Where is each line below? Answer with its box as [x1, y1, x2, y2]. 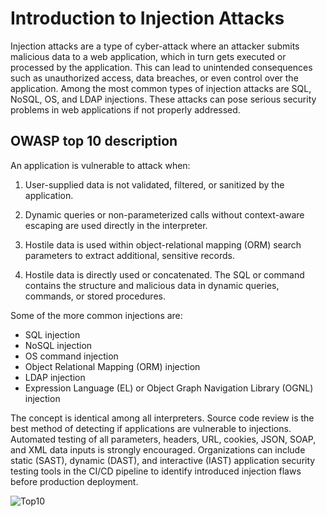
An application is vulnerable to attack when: [10, 159, 191, 171]
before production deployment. [10, 475, 139, 487]
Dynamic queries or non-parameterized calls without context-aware [24, 208, 305, 221]
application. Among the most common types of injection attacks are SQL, [10, 82, 312, 94]
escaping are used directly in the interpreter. [24, 219, 208, 231]
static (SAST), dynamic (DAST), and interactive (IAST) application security [10, 454, 316, 466]
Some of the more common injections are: [10, 309, 183, 321]
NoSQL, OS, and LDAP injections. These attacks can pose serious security [10, 93, 317, 105]
